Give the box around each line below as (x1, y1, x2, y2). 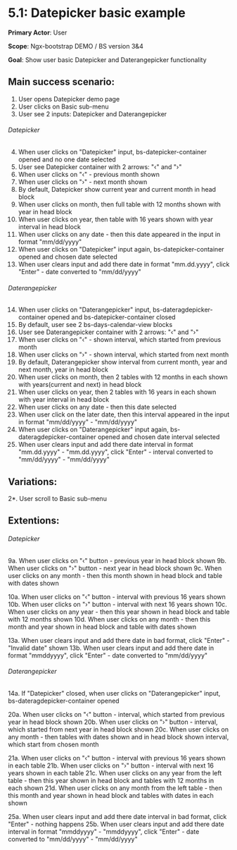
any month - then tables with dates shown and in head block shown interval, (8, 732, 229, 741)
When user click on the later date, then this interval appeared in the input (18, 410, 230, 419)
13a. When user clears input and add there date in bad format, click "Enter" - (8, 636, 230, 644)
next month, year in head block (18, 365, 108, 374)
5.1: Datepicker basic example (8, 5, 186, 21)
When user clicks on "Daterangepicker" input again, (18, 425, 169, 434)
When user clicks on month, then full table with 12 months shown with (18, 199, 221, 209)
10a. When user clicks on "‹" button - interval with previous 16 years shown (8, 592, 226, 600)
